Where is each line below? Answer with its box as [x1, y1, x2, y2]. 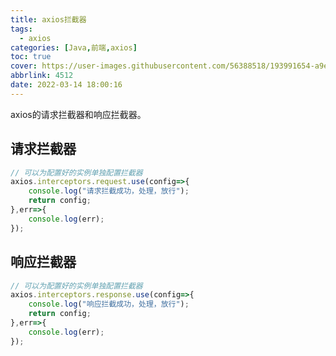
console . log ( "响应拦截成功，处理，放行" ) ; [28, 299, 190, 310]
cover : [10, 61, 38, 71]
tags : [10, 24, 33, 34]
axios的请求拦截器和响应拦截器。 [10, 108, 147, 120]
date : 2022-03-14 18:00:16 [10, 80, 123, 90]
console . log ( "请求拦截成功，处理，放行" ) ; [28, 186, 190, 196]
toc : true [10, 52, 52, 62]
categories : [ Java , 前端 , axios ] [10, 42, 138, 53]
